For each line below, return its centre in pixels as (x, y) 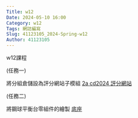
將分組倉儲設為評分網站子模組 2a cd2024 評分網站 (69, 83)
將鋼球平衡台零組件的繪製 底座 (44, 109)
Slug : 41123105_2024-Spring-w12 (47, 34)
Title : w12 (20, 12)
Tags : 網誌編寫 (24, 29)
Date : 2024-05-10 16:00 (36, 17)
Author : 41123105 (28, 40)
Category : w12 (24, 23)
